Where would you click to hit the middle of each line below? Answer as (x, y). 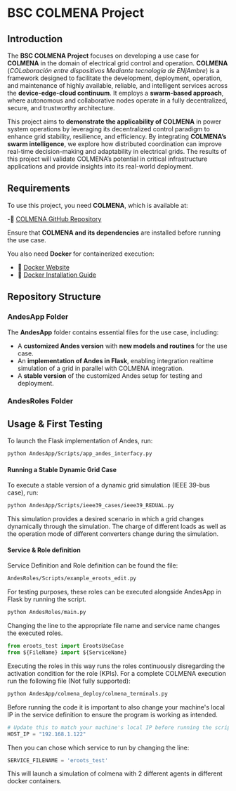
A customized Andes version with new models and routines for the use (122, 346)
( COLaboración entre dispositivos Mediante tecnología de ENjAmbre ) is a (113, 71)
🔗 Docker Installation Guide (57, 275)
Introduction (35, 39)
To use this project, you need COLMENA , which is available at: (98, 205)
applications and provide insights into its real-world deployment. (100, 166)
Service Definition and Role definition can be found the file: (93, 566)
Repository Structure (54, 297)
